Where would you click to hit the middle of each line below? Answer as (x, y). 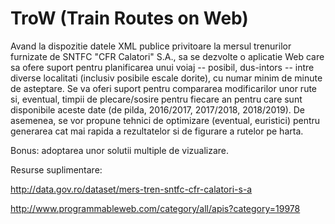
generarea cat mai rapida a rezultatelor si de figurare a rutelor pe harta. (157, 131)
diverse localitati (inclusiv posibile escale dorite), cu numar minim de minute (166, 78)
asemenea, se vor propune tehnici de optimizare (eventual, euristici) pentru (165, 120)
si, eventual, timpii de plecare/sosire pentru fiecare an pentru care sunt (156, 99)
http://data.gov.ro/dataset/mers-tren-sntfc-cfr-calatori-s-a (131, 189)
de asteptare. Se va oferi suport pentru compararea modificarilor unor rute (164, 88)
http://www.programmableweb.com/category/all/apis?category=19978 (155, 208)
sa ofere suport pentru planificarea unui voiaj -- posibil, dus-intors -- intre (162, 67)
